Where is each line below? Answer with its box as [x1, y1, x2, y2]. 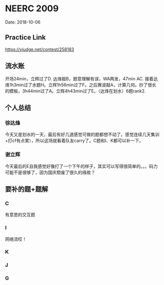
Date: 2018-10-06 [5, 19, 41, 25]
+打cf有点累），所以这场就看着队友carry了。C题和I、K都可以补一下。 [5, 138, 143, 143]
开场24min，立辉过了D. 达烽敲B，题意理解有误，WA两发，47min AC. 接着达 [5, 75, 158, 81]
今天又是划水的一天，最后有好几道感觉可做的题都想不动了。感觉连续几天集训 [5, 132, 160, 138]
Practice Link [5, 33, 46, 42]
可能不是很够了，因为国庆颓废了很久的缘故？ [5, 169, 95, 175]
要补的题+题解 [5, 185, 48, 193]
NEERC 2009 [5, 3, 59, 14]
